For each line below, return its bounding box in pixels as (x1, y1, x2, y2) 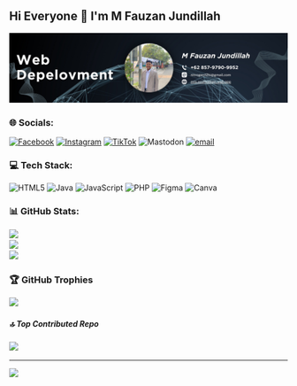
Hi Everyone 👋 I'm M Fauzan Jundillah (9, 9, 221, 24)
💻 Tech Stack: (9, 159, 73, 172)
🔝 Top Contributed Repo (9, 318, 99, 328)
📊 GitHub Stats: (9, 205, 80, 218)
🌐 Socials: (9, 116, 55, 128)
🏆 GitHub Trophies (9, 274, 94, 286)
